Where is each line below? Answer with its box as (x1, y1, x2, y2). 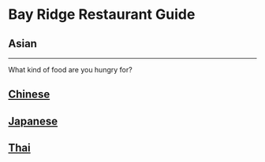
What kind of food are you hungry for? (8, 65, 132, 74)
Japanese (8, 114, 58, 127)
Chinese (8, 88, 50, 101)
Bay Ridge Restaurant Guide (8, 6, 196, 24)
